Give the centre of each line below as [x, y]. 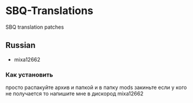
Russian [21, 45]
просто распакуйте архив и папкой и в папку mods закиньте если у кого [96, 87]
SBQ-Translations [50, 11]
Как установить [29, 74]
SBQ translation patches [35, 27]
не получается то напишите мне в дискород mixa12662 [75, 94]
